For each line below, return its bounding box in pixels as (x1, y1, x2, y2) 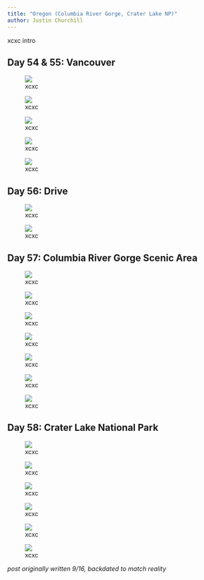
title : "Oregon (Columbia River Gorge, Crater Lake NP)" (7, 10, 178, 18)
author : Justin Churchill (7, 17, 83, 24)
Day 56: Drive (7, 185, 68, 197)
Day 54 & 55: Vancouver (7, 56, 116, 68)
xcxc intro (7, 36, 36, 44)
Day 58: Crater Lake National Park (7, 422, 159, 434)
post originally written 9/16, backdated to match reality (7, 564, 167, 573)
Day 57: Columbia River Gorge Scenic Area (7, 252, 198, 264)
